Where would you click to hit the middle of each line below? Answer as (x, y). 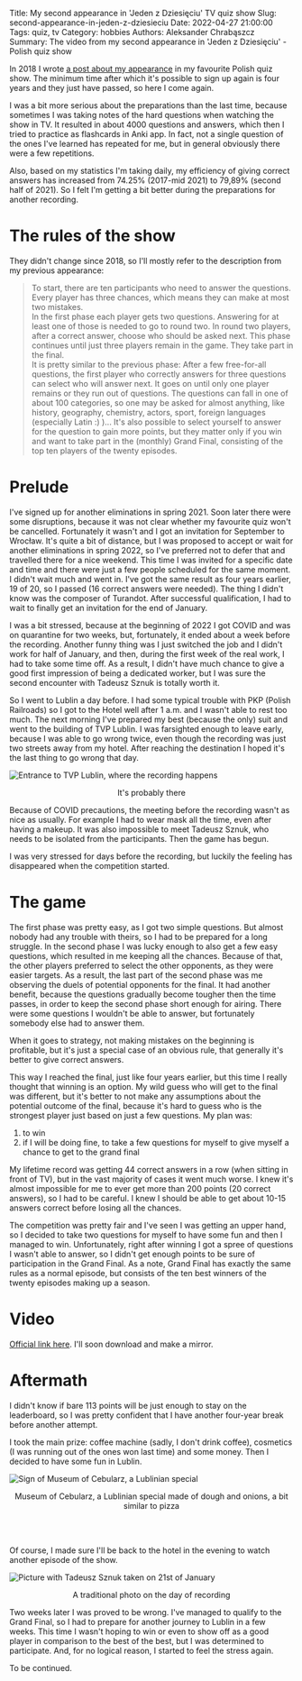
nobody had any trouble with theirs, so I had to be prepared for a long (138, 936)
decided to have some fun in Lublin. (76, 1461)
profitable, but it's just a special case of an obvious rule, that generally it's (146, 1050)
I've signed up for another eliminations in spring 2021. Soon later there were (150, 512)
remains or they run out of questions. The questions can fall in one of (160, 393)
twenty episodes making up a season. (80, 1283)
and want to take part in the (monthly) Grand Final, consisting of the (157, 441)
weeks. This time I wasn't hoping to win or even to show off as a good (139, 1631)
